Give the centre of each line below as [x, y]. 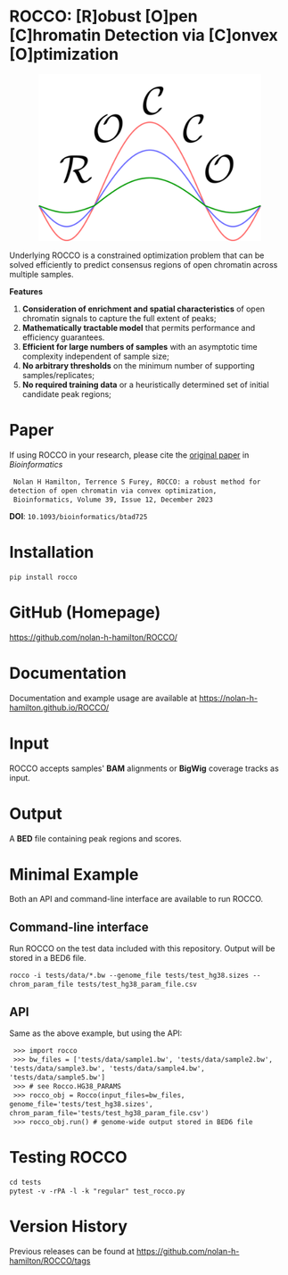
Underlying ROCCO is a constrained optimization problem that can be [137, 255]
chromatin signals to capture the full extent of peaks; [119, 318]
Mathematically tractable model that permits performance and [139, 327]
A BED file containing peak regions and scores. [96, 838]
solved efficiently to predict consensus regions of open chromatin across [144, 264]
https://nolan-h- [229, 698]
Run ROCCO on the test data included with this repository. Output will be [142, 948]
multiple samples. [41, 274]
